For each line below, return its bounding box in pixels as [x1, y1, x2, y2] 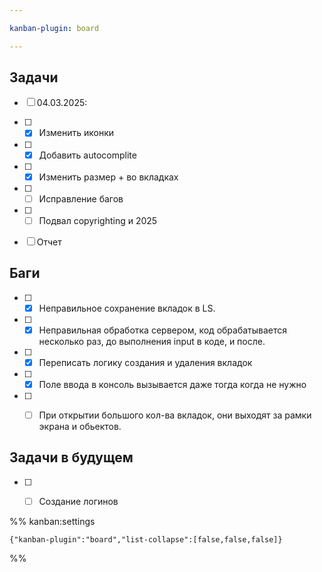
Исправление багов [38, 192, 124, 205]
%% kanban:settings [9, 515, 96, 527]
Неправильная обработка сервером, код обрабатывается [38, 324, 288, 336]
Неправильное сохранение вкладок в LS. [38, 302, 216, 314]
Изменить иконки [38, 127, 115, 139]
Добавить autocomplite [38, 149, 137, 161]
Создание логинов [38, 495, 119, 507]
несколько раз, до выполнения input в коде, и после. [38, 335, 266, 347]
